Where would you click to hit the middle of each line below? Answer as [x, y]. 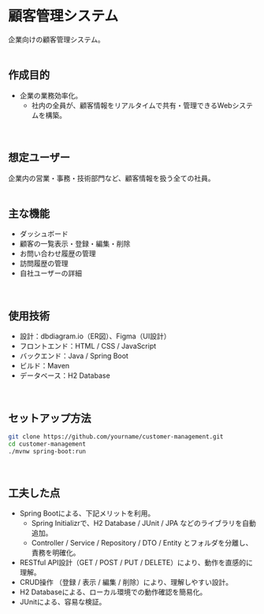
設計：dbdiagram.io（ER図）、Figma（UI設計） [95, 336]
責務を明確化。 [56, 553]
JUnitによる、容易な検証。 [63, 602]
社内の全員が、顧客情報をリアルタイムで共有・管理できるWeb [132, 105]
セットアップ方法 [50, 418]
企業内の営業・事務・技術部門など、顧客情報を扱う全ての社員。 [112, 178]
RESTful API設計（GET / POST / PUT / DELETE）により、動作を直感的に [136, 563]
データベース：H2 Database [65, 375]
